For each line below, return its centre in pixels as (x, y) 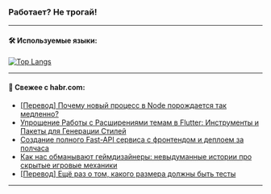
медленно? (39, 114)
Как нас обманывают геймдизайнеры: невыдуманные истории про (136, 156)
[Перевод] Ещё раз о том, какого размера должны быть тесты (128, 173)
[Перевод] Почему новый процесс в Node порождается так (123, 105)
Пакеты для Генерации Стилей (73, 130)
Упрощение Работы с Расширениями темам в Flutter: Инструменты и (140, 122)
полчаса (35, 148)
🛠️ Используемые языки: (53, 40)
